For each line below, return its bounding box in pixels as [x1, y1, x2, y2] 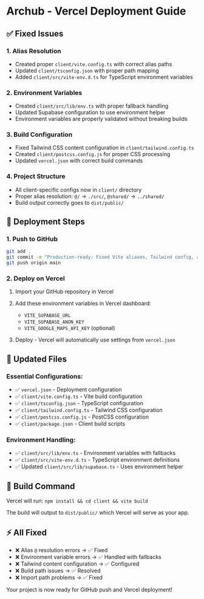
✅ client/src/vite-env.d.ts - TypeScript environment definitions [15, 456, 180, 464]
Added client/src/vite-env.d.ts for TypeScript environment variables [15, 73, 193, 80]
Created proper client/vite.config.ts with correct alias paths [15, 60, 172, 67]
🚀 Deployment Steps [6, 217, 85, 227]
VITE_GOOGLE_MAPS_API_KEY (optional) [24, 324, 115, 332]
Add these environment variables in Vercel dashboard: [15, 299, 152, 307]
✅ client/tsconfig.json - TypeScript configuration [15, 400, 144, 407]
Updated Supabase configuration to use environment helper [15, 109, 166, 116]
